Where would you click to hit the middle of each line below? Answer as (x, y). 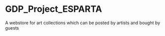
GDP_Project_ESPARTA (54, 9)
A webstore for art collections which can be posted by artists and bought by (83, 23)
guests (12, 28)
